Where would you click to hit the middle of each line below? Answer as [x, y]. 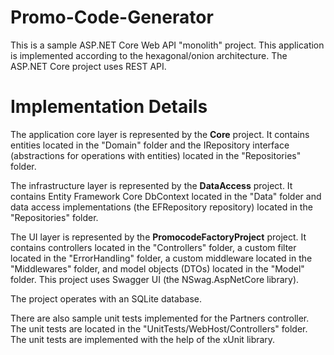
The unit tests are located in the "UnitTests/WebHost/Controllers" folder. [159, 328]
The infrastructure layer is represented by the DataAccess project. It [151, 185]
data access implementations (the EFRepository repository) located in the [161, 207]
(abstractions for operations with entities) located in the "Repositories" [156, 155]
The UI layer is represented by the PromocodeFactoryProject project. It [158, 237]
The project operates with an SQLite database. [106, 298]
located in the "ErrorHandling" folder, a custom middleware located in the [161, 258]
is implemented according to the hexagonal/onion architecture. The [149, 55]
